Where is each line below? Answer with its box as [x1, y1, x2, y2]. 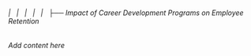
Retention [8, 16, 39, 25]
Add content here [8, 41, 66, 50]
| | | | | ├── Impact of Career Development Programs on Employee [8, 8, 244, 17]
